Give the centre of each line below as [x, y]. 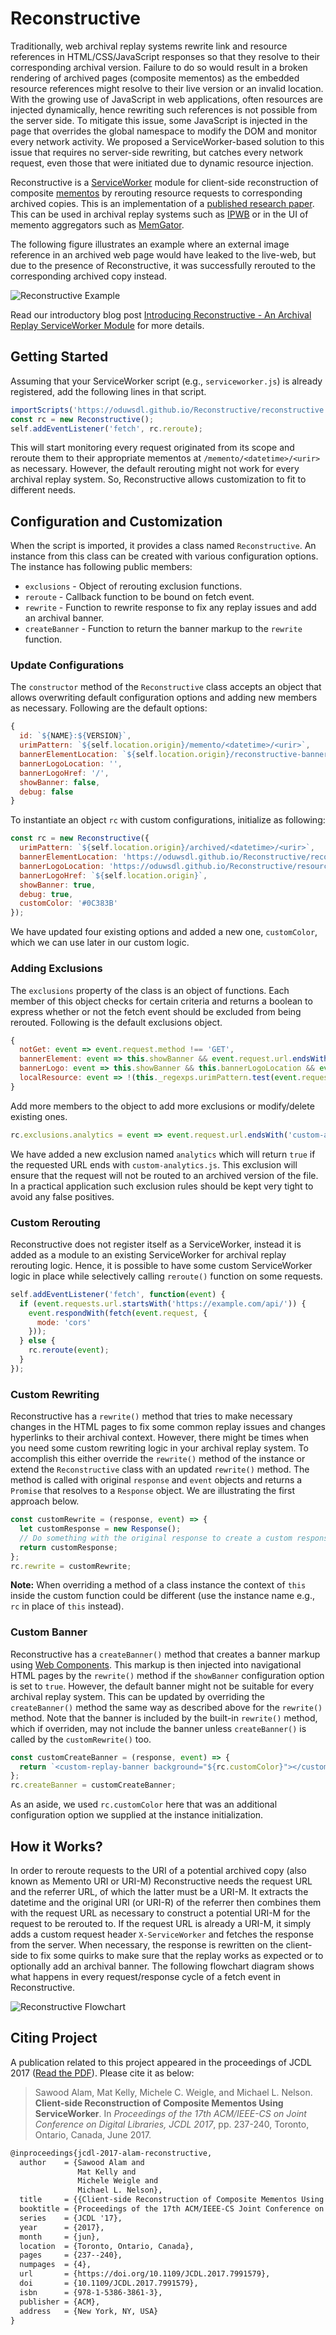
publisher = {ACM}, [60, 2302]
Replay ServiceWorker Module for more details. [107, 325]
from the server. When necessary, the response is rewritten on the [147, 1944]
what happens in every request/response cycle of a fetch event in [146, 1976]
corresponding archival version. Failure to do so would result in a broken [159, 67]
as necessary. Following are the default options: [109, 708]
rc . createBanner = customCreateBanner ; [93, 1785]
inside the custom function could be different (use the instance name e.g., [162, 1596]
